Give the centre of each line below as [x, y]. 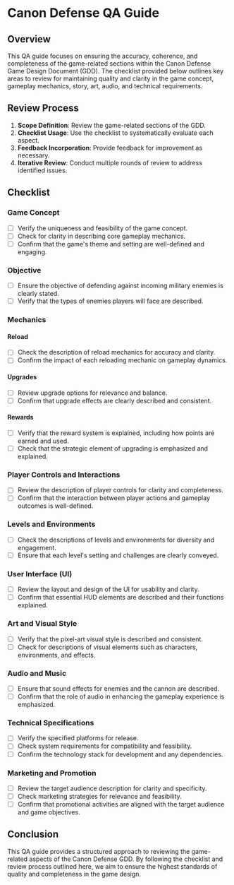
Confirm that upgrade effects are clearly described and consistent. [115, 400]
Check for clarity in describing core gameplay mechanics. [101, 236]
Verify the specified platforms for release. [78, 738]
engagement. [37, 547]
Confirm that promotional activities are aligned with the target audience [121, 804]
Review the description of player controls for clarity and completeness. [120, 490]
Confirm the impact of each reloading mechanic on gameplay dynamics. [122, 360]
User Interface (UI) [40, 574]
